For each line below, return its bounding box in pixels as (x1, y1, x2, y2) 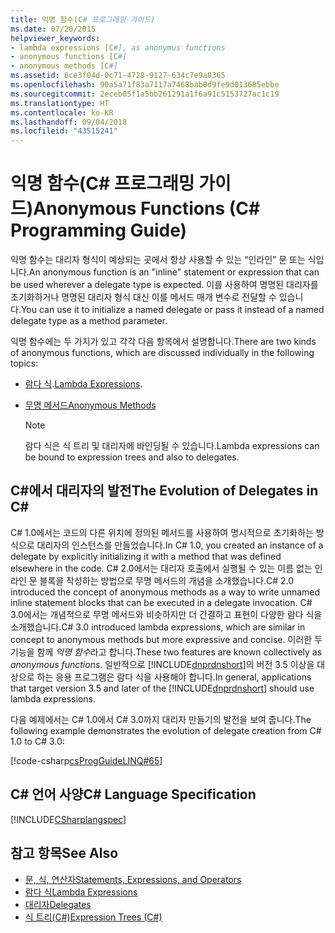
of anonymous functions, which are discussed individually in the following (10, 347, 315, 359)
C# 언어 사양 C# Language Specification (10, 786, 257, 803)
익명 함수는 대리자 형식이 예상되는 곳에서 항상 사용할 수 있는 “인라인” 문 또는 (10, 254, 306, 266)
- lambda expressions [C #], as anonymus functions (10, 42, 226, 53)
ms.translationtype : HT (10, 98, 110, 108)
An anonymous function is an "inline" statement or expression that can (28, 266, 320, 278)
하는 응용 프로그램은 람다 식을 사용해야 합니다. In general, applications (36, 671, 312, 683)
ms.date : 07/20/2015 (10, 24, 97, 34)
